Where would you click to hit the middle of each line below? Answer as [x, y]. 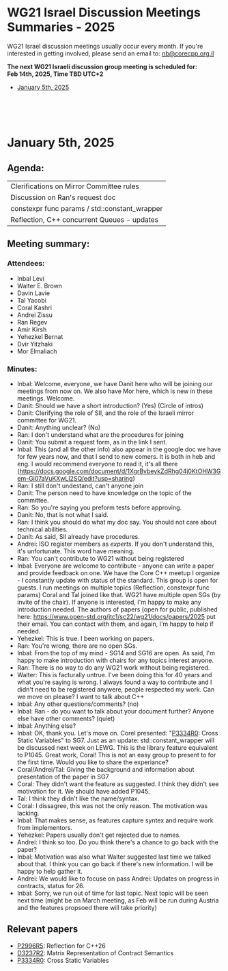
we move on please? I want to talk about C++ [81, 696]
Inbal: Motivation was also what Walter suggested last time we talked [114, 857]
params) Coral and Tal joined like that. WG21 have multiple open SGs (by [119, 594]
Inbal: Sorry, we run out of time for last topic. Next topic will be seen [113, 893]
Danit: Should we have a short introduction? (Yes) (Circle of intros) [110, 405]
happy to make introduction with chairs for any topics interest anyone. [115, 660]
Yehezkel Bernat [40, 336]
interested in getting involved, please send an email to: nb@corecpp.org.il [111, 53]
